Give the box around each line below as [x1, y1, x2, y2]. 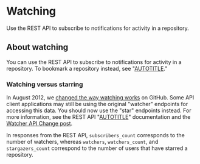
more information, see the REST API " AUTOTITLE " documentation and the [6, 113, 191, 121]
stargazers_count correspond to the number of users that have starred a [6, 144, 188, 152]
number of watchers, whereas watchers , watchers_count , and [6, 138, 159, 146]
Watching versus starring [6, 80, 83, 88]
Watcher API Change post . [6, 120, 73, 127]
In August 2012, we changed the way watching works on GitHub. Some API [6, 94, 195, 101]
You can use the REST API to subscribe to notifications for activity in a [6, 58, 182, 65]
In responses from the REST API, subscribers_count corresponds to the [6, 132, 185, 139]
